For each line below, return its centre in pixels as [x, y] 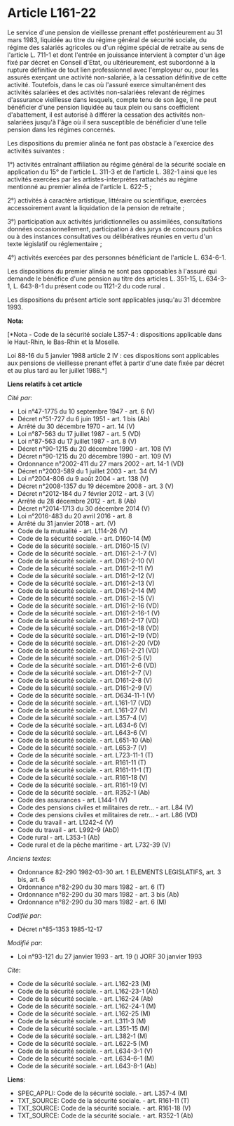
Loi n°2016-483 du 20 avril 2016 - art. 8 [75, 516]
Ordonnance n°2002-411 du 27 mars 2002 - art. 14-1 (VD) [101, 463]
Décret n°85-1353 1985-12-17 [60, 929]
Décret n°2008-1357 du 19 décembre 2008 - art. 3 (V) [95, 486]
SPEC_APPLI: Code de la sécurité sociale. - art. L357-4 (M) [102, 1093]
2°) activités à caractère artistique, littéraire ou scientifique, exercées [107, 200]
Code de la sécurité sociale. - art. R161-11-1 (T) [84, 770]
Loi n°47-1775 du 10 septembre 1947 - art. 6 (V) [86, 411]
